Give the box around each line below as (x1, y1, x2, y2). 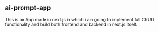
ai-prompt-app (5, 4, 51, 12)
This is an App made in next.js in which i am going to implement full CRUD (5, 16, 154, 22)
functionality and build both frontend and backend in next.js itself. (5, 21, 138, 27)
